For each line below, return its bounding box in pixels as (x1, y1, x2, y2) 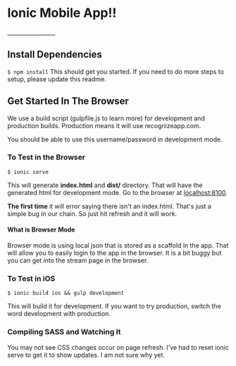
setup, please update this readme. (7, 75, 107, 83)
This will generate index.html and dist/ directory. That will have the (7, 181, 203, 189)
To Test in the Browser (7, 153, 86, 163)
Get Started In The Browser (7, 95, 129, 107)
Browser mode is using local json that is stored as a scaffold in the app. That (7, 241, 229, 250)
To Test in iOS (7, 273, 56, 283)
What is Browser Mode (7, 225, 75, 234)
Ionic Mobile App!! (7, 5, 117, 21)
